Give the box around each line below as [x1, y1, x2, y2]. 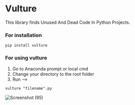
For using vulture [5, 54, 47, 61]
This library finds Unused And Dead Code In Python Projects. [5, 19, 131, 25]
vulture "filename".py [5, 86, 52, 91]
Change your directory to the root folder [12, 71, 94, 77]
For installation [5, 32, 42, 39]
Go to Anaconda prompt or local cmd [12, 65, 88, 72]
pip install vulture [5, 43, 48, 48]
